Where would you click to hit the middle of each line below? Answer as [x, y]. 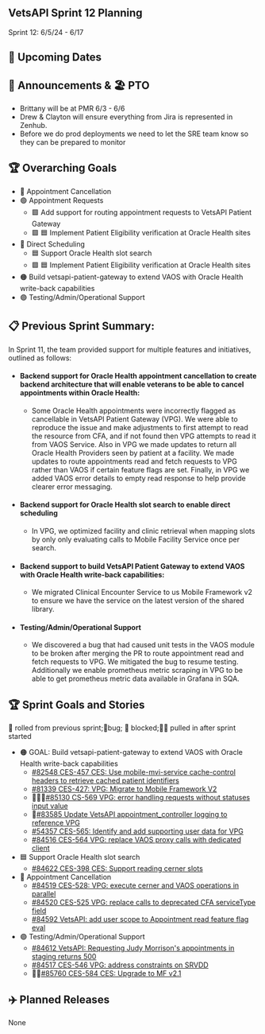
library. [43, 609]
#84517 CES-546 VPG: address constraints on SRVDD [120, 965]
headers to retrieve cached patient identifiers [106, 781]
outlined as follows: [40, 358]
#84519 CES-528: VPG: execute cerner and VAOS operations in [135, 885]
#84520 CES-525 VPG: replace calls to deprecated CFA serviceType [144, 903]
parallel [44, 894]
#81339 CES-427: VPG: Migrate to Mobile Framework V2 [124, 789]
